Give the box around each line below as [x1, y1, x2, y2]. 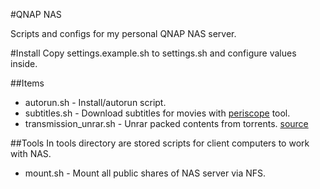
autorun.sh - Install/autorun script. [24, 97, 167, 108]
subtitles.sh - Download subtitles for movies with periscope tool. [24, 107, 291, 119]
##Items [10, 77, 45, 89]
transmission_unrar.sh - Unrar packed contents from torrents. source [24, 118, 309, 129]
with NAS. [10, 148, 52, 159]
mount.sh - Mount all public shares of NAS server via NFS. [24, 167, 267, 179]
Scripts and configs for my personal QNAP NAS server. [10, 28, 237, 39]
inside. [10, 58, 38, 69]
